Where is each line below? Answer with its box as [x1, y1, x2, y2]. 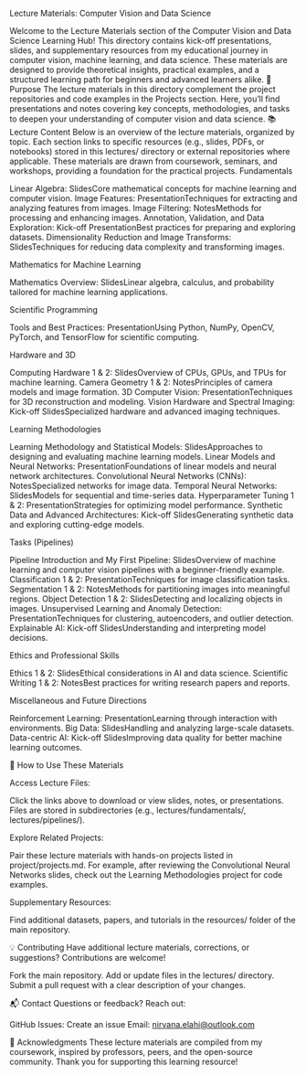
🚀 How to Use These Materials [9, 760, 124, 771]
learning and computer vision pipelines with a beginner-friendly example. [9, 564, 285, 575]
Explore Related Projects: [9, 832, 104, 843]
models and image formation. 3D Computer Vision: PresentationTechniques [9, 387, 293, 397]
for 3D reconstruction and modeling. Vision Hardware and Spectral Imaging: [9, 397, 295, 407]
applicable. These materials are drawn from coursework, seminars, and [9, 155, 278, 166]
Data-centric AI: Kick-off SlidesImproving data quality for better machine [9, 732, 283, 743]
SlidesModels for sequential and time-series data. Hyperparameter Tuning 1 [9, 490, 294, 501]
